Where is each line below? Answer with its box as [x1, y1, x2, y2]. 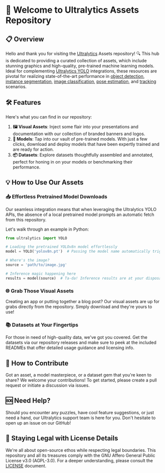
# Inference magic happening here [5, 271, 76, 276]
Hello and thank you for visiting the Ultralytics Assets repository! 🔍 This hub [5, 51, 160, 56]
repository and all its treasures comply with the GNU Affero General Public [5, 452, 156, 458]
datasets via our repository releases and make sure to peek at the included [5, 340, 157, 346]
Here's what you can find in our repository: [5, 114, 92, 119]
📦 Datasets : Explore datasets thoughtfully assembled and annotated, [12, 152, 154, 158]
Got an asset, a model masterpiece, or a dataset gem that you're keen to [5, 372, 152, 378]
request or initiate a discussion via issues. [5, 382, 90, 388]
